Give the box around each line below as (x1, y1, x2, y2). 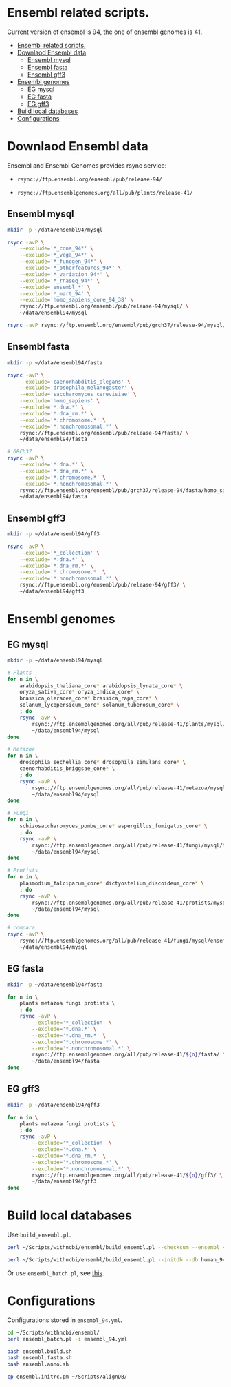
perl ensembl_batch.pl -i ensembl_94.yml (7, 1335, 128, 1343)
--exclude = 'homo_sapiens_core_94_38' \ (19, 297, 134, 304)
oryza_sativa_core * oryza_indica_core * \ (19, 689, 140, 696)
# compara (7, 925, 36, 932)
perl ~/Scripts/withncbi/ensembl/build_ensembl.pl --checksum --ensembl (7, 1244, 220, 1251)
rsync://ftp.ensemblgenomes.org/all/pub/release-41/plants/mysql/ (32, 720, 226, 727)
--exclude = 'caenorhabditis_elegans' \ (19, 378, 131, 385)
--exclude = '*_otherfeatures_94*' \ (19, 264, 122, 272)
